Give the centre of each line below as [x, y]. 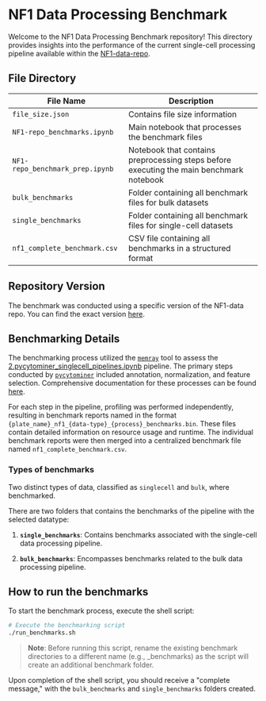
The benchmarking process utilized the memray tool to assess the [114, 358]
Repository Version [57, 286]
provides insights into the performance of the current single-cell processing [132, 44]
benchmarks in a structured [179, 248]
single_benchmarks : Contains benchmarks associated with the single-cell [138, 534]
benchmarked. [32, 495]
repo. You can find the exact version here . [76, 314]
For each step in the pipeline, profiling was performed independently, [121, 407]
